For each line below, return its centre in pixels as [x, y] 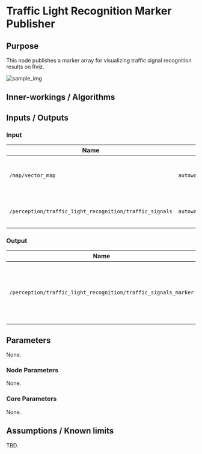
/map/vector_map [32, 176]
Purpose [23, 46]
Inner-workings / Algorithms [61, 97]
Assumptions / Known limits [60, 431]
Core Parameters [32, 399]
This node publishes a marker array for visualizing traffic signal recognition [99, 60]
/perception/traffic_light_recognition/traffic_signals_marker [102, 293]
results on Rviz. [25, 67]
